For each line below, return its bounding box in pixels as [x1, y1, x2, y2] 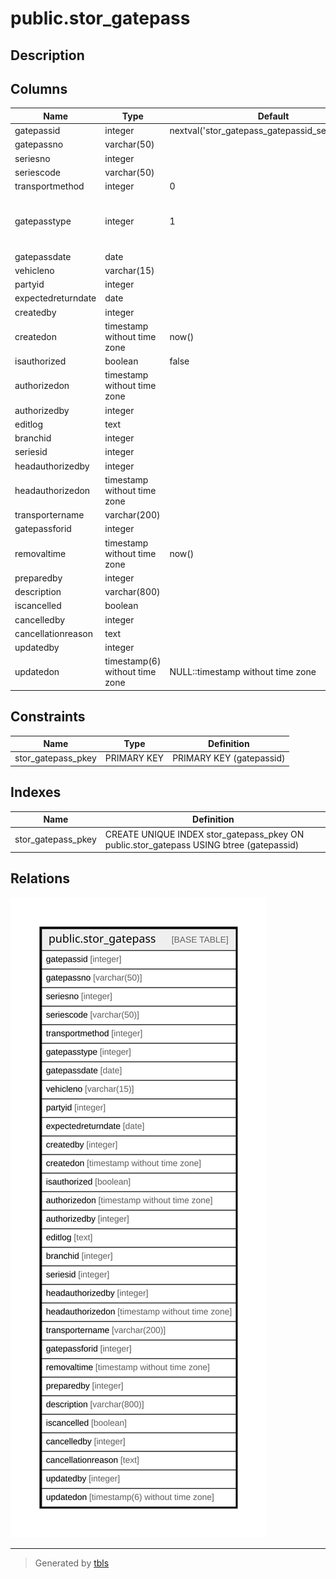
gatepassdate [14, 250, 72, 262]
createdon [14, 330, 58, 342]
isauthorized [14, 355, 67, 367]
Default [257, 110, 290, 122]
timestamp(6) [104, 655, 162, 667]
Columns [10, 80, 68, 97]
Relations [10, 870, 71, 887]
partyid [14, 278, 45, 291]
